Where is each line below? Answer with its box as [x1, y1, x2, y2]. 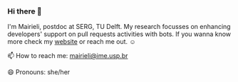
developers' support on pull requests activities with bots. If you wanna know [7, 30, 232, 38]
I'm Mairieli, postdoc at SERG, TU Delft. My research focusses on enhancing [7, 23, 231, 31]
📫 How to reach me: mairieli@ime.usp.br [7, 52, 128, 60]
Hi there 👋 [7, 6, 43, 16]
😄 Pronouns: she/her [7, 68, 71, 76]
